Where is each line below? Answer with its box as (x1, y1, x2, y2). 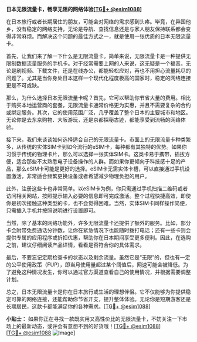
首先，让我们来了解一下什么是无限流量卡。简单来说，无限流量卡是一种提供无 (6, 53, 191, 59)
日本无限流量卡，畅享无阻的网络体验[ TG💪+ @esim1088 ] (6, 6, 142, 12)
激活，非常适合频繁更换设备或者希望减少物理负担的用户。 (11, 173, 150, 179)
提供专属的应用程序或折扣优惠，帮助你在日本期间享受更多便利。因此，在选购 (6, 234, 191, 241)
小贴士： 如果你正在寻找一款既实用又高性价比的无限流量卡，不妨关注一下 (6, 316, 182, 322)
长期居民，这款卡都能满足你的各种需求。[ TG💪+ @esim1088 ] (6, 303, 151, 310)
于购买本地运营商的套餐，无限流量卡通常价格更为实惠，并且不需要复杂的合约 (6, 102, 191, 108)
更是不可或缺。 (6, 82, 42, 88)
